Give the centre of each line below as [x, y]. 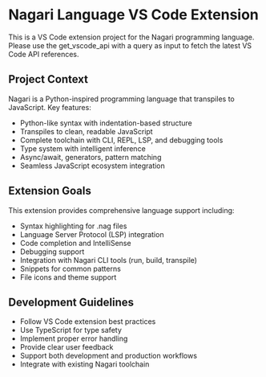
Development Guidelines [71, 302]
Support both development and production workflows [109, 356]
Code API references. [44, 54]
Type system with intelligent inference [83, 148]
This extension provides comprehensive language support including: [121, 210]
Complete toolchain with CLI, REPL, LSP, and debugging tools [121, 140]
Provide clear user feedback [66, 347]
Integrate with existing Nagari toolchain [85, 364]
